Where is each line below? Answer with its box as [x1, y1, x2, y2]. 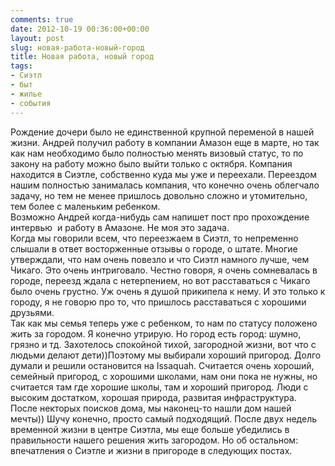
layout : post [10, 33, 65, 43]
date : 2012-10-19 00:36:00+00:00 [10, 24, 150, 34]
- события [10, 98, 52, 108]
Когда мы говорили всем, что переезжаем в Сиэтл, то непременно [10, 232, 299, 244]
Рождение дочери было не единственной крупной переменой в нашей [10, 126, 315, 138]
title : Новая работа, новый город [10, 52, 155, 62]
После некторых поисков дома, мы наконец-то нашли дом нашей [10, 402, 292, 414]
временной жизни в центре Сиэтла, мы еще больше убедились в [10, 423, 290, 435]
